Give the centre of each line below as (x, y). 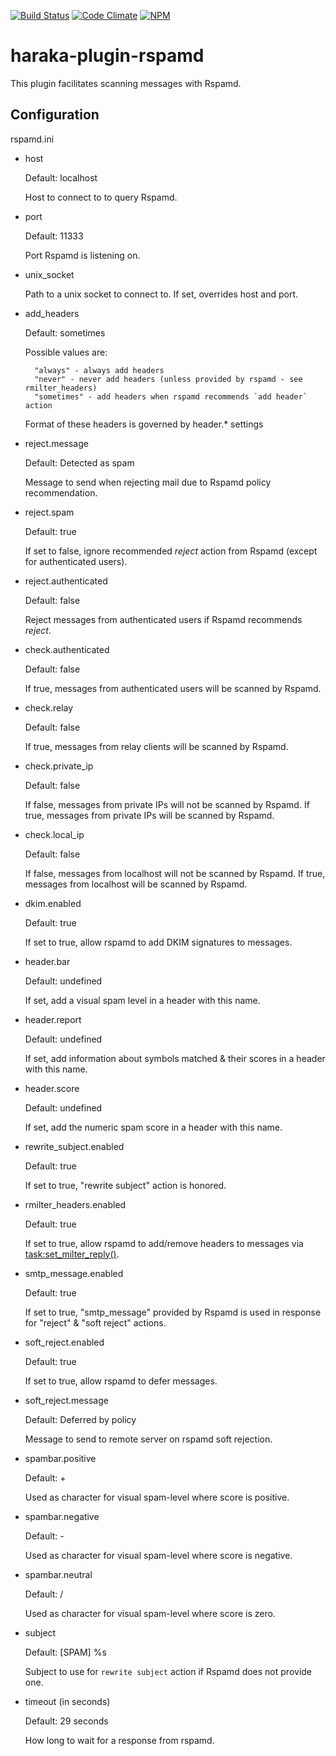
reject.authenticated (66, 581)
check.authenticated (67, 649)
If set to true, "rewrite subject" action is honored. (125, 1185)
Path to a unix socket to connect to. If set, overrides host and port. (161, 294)
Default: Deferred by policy (80, 1419)
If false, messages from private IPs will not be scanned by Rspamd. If (167, 804)
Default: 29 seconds (66, 1721)
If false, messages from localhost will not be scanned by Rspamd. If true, (175, 873)
